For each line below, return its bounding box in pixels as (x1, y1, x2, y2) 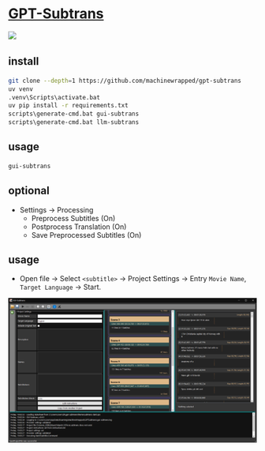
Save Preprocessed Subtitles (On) (31, 230, 142, 239)
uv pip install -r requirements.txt (8, 102, 129, 110)
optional (8, 184, 50, 197)
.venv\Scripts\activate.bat (8, 93, 101, 101)
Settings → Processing (19, 205, 94, 214)
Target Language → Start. (19, 282, 102, 292)
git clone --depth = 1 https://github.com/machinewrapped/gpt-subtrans (8, 77, 242, 85)
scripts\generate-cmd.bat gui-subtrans (8, 110, 140, 118)
